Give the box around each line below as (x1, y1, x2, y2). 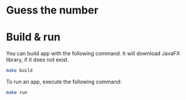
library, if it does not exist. (6, 56, 69, 64)
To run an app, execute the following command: (6, 78, 122, 85)
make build (6, 68, 33, 74)
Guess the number (6, 4, 99, 17)
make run (6, 89, 28, 95)
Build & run (6, 31, 61, 44)
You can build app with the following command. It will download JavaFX (6, 50, 181, 57)
